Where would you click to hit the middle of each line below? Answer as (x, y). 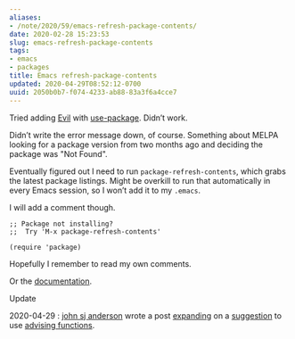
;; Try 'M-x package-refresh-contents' (86, 232)
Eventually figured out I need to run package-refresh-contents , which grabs (148, 171)
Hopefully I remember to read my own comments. (100, 263)
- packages (29, 68)
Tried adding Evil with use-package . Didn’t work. (98, 118)
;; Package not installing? (61, 224)
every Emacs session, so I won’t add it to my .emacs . (105, 190)
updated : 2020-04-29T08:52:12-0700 (75, 84)
